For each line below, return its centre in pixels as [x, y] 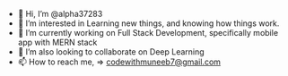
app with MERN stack [57, 42]
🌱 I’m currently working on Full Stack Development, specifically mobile [148, 33]
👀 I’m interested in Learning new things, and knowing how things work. [148, 23]
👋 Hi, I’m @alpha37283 [60, 14]
